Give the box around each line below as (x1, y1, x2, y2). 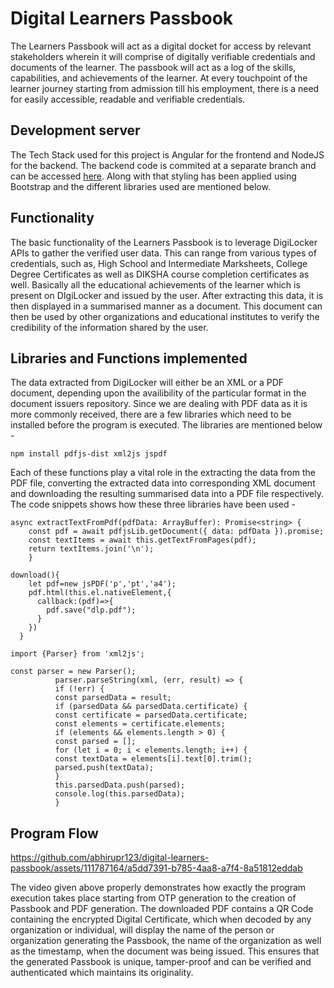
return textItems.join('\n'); (28, 544, 155, 554)
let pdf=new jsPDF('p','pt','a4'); (28, 579, 177, 589)
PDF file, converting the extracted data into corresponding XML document (10, 477, 316, 489)
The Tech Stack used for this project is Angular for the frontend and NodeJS (10, 148, 325, 161)
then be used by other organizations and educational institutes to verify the (10, 310, 320, 322)
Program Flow (10, 825, 99, 842)
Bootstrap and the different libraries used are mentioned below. (10, 180, 271, 192)
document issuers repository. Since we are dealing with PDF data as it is (10, 398, 308, 410)
